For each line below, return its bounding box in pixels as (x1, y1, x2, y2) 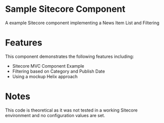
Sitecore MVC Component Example (12, 63, 84, 69)
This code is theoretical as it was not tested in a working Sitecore (5, 107, 138, 113)
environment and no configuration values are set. (5, 112, 105, 118)
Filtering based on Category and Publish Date (12, 68, 105, 74)
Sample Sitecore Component (5, 3, 126, 15)
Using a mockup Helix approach (12, 73, 78, 80)
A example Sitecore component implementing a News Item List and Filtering (5, 20, 160, 26)
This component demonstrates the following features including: (5, 53, 134, 59)
